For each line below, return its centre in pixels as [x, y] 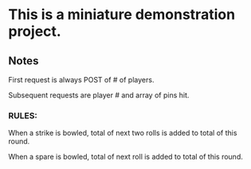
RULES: [23, 115]
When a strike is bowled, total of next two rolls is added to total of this [123, 133]
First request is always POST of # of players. [81, 80]
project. [35, 31]
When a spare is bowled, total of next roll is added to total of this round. [125, 157]
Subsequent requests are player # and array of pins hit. [99, 95]
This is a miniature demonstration [122, 15]
